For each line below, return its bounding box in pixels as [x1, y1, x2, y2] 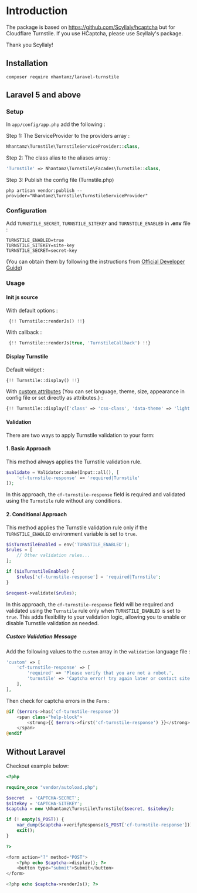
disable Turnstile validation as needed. [6, 619, 99, 626]
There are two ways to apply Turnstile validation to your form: [6, 431, 155, 439]
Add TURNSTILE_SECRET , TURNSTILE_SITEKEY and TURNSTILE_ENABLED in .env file [6, 220, 191, 227]
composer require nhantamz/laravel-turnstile [6, 74, 119, 80]
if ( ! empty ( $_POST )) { [6, 816, 64, 822]
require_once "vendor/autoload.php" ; [6, 784, 98, 790]
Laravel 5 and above [6, 90, 81, 100]
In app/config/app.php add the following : [6, 121, 106, 128]
